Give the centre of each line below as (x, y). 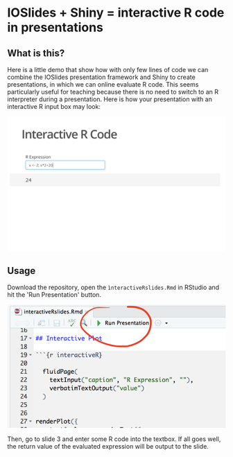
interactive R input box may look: (54, 106)
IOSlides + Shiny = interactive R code (116, 13)
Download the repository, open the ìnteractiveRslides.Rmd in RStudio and (113, 287)
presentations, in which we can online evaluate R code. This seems (103, 84)
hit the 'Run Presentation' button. (54, 295)
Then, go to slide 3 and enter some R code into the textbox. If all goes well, (114, 439)
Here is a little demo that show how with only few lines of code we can (108, 70)
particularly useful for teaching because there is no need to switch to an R (113, 92)
